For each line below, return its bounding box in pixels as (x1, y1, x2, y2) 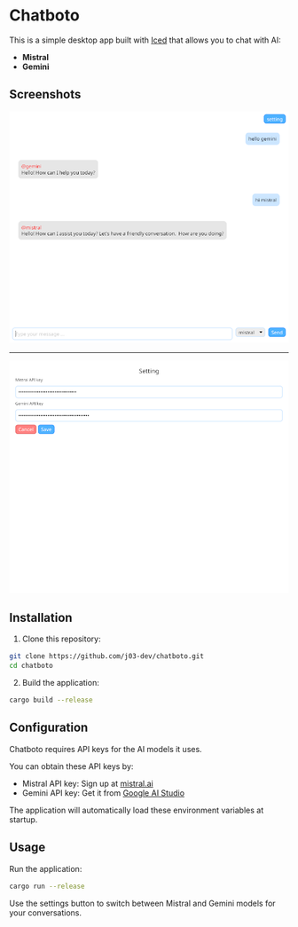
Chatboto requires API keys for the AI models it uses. (9, 743, 202, 754)
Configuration (9, 720, 89, 735)
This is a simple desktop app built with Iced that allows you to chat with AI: (9, 35, 281, 45)
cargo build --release (9, 695, 93, 705)
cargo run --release (9, 882, 86, 891)
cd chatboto (9, 662, 53, 671)
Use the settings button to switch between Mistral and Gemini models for (9, 898, 277, 908)
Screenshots (9, 87, 82, 102)
